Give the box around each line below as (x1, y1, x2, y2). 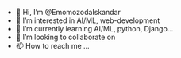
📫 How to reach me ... (15, 42, 90, 50)
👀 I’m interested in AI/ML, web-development (15, 16, 160, 25)
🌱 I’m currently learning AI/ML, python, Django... (15, 24, 174, 33)
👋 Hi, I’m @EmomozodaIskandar (15, 8, 121, 16)
